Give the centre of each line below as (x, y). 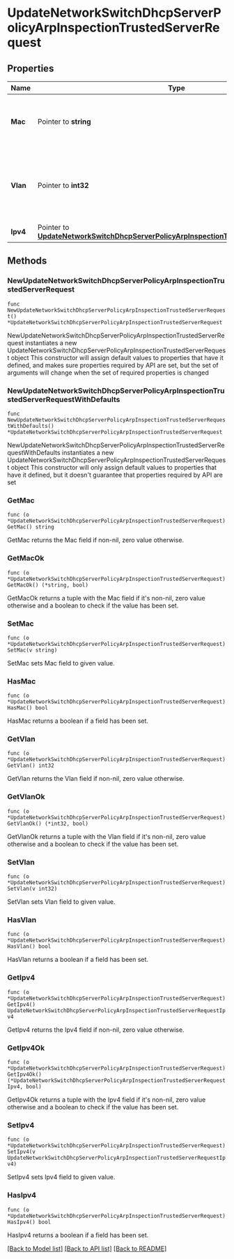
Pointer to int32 (63, 185)
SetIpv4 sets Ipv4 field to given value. (61, 1177)
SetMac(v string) (32, 650)
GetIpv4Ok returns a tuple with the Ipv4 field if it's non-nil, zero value (107, 1100)
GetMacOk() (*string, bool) (48, 585)
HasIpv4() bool (29, 1222)
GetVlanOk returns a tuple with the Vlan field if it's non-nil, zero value (107, 836)
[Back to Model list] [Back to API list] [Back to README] (87, 1249)
